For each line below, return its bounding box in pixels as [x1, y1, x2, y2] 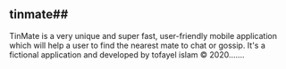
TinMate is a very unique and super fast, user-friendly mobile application [9, 30, 277, 41]
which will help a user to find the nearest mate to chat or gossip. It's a [9, 40, 266, 50]
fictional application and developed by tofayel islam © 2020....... [9, 49, 245, 60]
